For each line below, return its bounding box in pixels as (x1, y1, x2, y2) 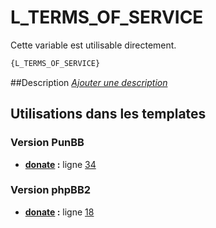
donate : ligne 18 (24, 206, 95, 218)
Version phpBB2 (10, 183, 92, 197)
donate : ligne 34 (24, 158, 97, 170)
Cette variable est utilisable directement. (10, 39, 177, 51)
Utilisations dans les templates (10, 106, 207, 123)
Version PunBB (10, 136, 85, 150)
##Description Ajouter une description (10, 76, 168, 88)
